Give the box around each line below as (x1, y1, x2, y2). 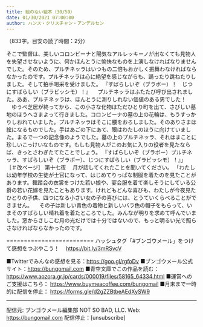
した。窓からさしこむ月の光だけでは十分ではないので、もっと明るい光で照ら (6, 217, 197, 224)
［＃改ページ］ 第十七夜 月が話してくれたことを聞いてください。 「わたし (6, 164, 195, 171)
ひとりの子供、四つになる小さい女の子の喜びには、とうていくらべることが (6, 194, 192, 202)
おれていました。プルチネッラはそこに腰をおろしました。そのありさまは (16, 119, 197, 126)
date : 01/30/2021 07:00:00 (6, 15, 74, 21)
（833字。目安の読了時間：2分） (6, 38, 89, 45)
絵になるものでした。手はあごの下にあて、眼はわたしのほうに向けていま (6, 126, 186, 133)
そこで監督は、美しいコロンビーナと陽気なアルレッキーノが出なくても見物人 (6, 50, 196, 58)
